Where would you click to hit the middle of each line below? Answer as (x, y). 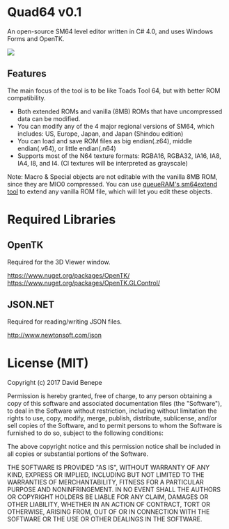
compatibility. (27, 97)
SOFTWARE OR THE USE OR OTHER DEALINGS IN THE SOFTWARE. (105, 519)
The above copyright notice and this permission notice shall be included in (114, 446)
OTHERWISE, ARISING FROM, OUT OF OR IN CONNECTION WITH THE (109, 512)
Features (27, 74)
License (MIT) (48, 363)
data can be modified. (49, 118)
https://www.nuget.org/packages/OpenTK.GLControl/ (84, 283)
